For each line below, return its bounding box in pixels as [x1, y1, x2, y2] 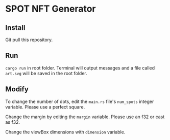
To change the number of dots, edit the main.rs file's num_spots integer [5, 98, 154, 104]
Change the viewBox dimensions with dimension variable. [5, 129, 126, 135]
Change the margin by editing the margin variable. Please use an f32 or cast [5, 114, 165, 120]
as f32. [5, 119, 20, 125]
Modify [5, 85, 29, 94]
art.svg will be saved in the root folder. [5, 70, 88, 76]
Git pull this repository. [5, 37, 53, 43]
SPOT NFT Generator [5, 3, 96, 15]
